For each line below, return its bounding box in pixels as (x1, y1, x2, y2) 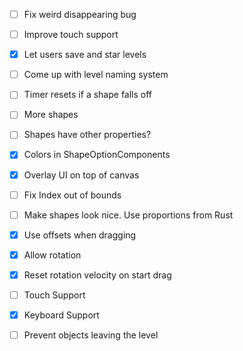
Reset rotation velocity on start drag (23, 269, 172, 281)
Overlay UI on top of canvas (23, 169, 140, 181)
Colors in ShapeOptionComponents (23, 149, 171, 161)
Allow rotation (23, 249, 82, 261)
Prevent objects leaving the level (23, 329, 159, 341)
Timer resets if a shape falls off (23, 89, 153, 101)
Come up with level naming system (23, 69, 169, 81)
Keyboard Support (23, 309, 100, 321)
